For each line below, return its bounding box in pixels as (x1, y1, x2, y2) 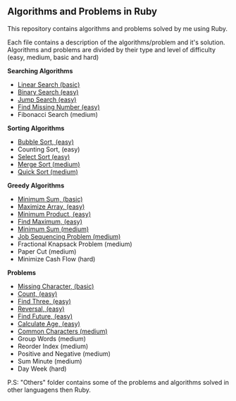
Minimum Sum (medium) (17, 225, 89, 233)
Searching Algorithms (7, 66, 73, 75)
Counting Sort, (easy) (17, 144, 80, 154)
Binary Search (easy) (17, 87, 79, 96)
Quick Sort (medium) (17, 167, 79, 175)
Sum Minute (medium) (17, 357, 82, 365)
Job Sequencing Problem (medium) (17, 232, 121, 240)
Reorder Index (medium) (17, 342, 89, 350)
